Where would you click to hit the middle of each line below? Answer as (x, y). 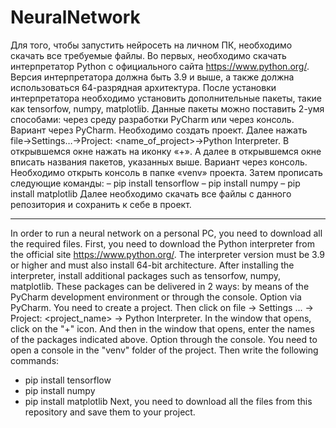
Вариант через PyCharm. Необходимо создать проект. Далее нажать (159, 130)
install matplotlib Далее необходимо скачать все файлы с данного (151, 193)
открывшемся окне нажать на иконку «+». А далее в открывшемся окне (166, 151)
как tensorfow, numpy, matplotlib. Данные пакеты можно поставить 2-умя (167, 108)
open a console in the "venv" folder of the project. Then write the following (164, 350)
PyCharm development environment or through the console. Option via (156, 297)
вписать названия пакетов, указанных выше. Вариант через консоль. (159, 162)
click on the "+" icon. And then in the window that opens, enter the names (162, 328)
